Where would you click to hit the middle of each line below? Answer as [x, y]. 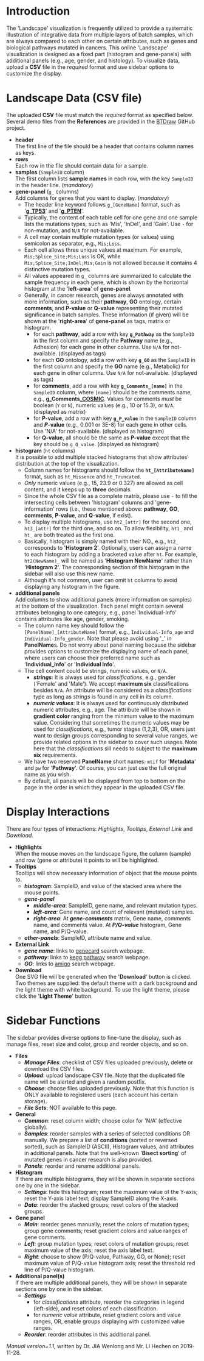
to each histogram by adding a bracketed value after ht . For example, [111, 554]
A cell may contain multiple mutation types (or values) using [99, 236]
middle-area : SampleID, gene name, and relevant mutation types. [115, 905]
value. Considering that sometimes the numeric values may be [111, 722]
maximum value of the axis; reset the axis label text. [89, 1250]
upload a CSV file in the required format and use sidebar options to [90, 67]
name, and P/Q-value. [61, 931]
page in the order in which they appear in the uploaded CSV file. [104, 787]
